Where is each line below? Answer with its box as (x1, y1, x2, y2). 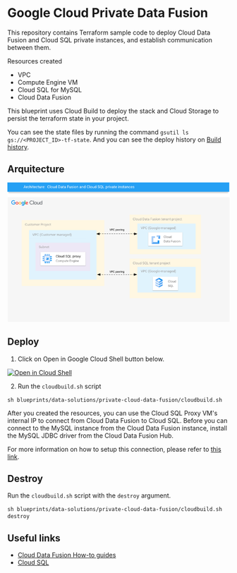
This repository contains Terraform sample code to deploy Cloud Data (7, 28, 211, 37)
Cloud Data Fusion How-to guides (17, 551, 116, 560)
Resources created (7, 56, 62, 65)
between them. (7, 43, 51, 51)
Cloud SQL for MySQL (17, 85, 83, 94)
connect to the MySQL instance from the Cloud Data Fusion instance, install (7, 424, 228, 432)
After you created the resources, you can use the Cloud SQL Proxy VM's (7, 409, 218, 417)
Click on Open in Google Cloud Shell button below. (17, 355, 164, 363)
